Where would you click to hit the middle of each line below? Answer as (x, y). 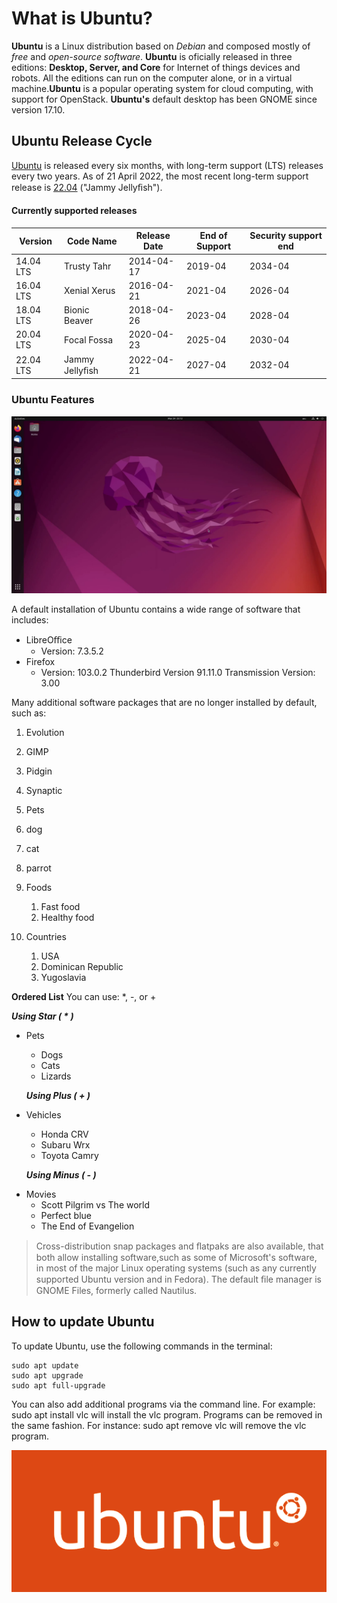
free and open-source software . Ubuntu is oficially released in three (152, 56)
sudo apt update (45, 1365)
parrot (38, 868)
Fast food (60, 906)
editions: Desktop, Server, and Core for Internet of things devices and (156, 67)
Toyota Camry (69, 1155)
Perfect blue (66, 1215)
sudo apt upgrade (47, 1375)
